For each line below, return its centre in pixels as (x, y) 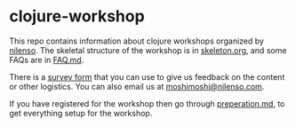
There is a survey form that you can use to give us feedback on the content (147, 76)
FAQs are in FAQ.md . (47, 60)
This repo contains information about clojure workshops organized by (137, 41)
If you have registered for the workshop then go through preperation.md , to (147, 103)
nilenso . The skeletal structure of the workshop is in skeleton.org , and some (148, 50)
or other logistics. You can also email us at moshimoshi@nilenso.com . (137, 86)
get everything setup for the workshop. (81, 113)
